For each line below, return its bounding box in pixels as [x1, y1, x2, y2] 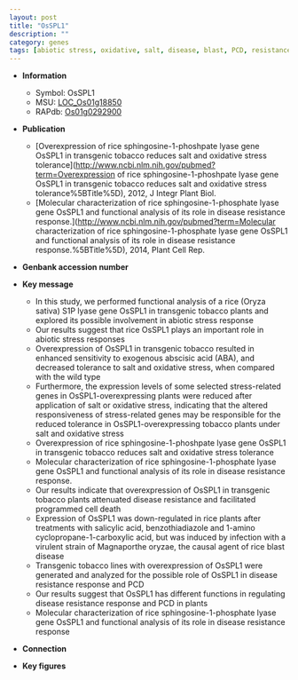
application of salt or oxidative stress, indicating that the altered [35, 400, 268, 411]
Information [21, 70, 67, 81]
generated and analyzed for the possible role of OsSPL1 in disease [35, 570, 278, 581]
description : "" [9, 29, 69, 38]
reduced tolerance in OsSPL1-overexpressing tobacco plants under [35, 419, 281, 430]
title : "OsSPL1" [9, 21, 69, 30]
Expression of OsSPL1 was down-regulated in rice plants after [35, 513, 262, 524]
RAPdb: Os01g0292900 [35, 107, 122, 117]
